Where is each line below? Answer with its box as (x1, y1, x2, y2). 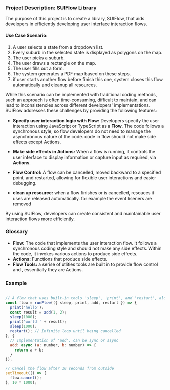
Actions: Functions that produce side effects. (12, 256, 108, 262)
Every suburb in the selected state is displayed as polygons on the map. (12, 49, 163, 55)
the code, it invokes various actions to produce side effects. (12, 250, 138, 257)
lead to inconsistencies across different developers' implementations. (5, 102, 150, 108)
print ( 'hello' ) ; (10, 305, 44, 310)
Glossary (5, 228, 28, 236)
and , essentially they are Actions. (12, 266, 83, 272)
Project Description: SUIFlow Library (5, 4, 97, 11)
